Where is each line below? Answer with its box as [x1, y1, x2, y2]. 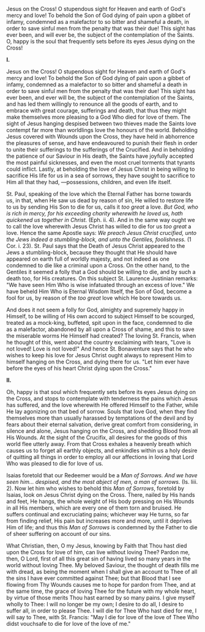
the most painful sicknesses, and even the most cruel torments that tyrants [6, 159, 195, 166]
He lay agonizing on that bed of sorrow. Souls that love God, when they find [6, 408, 197, 415]
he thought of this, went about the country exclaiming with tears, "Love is [6, 339, 192, 346]
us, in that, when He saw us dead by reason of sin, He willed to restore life [6, 197, 194, 204]
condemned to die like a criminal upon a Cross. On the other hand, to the [6, 262, 190, 269]
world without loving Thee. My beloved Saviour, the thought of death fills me [6, 562, 199, 568]
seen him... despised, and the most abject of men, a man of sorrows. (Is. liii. [6, 478, 198, 485]
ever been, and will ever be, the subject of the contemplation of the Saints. [6, 31, 195, 39]
